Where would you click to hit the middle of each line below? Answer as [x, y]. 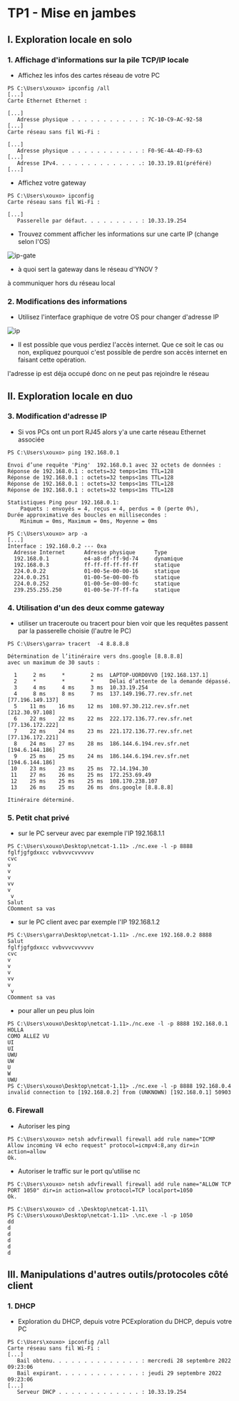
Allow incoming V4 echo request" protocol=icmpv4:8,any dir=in [103, 1145]
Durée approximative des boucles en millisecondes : [87, 515]
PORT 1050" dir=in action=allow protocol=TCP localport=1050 [100, 1190]
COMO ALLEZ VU [29, 1036]
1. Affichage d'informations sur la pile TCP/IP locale [98, 60]
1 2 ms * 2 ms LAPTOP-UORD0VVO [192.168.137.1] [111, 676]
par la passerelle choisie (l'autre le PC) [75, 631]
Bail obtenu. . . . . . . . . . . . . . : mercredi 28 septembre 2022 [124, 1361]
